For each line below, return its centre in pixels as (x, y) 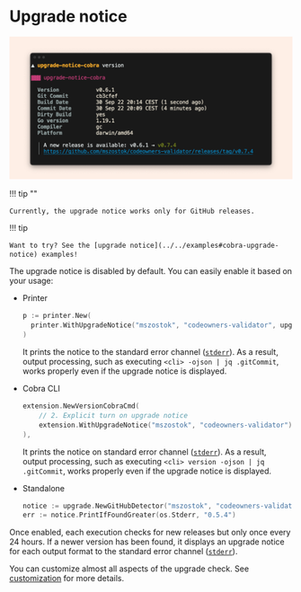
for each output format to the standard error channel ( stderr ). (124, 552)
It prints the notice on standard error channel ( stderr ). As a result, (144, 452)
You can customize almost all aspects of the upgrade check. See (129, 569)
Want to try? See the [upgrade (68, 246)
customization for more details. (66, 579)
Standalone (44, 488)
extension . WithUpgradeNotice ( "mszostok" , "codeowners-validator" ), (168, 425)
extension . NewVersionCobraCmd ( (81, 406)
